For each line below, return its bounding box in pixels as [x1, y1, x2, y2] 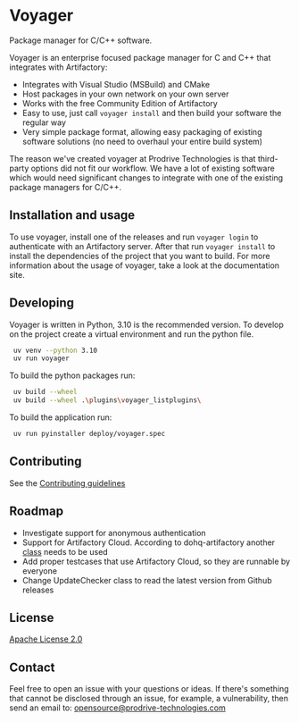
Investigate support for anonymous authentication [21, 527, 207, 538]
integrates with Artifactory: [9, 62, 108, 72]
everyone [21, 565, 58, 576]
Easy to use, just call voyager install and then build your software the [21, 107, 282, 118]
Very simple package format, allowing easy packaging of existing [21, 126, 262, 137]
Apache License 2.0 [9, 634, 83, 644]
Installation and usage [9, 207, 136, 223]
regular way [21, 117, 67, 128]
